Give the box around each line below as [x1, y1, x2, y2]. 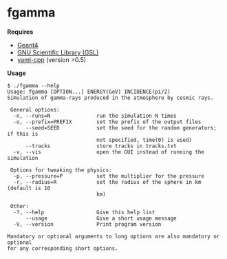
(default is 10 [7, 185, 51, 191]
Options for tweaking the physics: [10, 167, 112, 174]
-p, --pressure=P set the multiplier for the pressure [13, 172, 205, 180]
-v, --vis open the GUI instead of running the [13, 148, 205, 156]
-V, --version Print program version [13, 220, 162, 228]
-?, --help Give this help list [13, 209, 155, 216]
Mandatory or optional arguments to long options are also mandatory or [7, 233, 220, 240]
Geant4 [17, 41, 39, 49]
